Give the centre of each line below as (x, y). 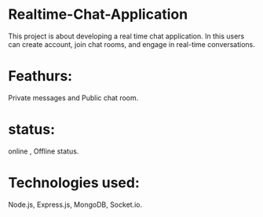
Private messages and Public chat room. (73, 98)
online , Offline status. (44, 151)
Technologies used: (74, 183)
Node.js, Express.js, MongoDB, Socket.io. (75, 204)
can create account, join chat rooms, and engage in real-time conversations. (131, 44)
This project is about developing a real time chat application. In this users (126, 36)
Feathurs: (40, 76)
